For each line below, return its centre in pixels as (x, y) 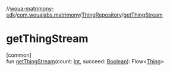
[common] (19, 55)
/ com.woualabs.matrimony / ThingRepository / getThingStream (89, 15)
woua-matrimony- (32, 9)
